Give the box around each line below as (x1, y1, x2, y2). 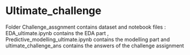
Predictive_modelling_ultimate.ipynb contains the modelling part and (5, 36, 170, 43)
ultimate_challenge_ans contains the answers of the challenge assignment (5, 42, 185, 49)
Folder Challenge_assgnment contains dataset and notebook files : (5, 23, 166, 30)
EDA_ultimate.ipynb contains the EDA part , (5, 29, 109, 36)
